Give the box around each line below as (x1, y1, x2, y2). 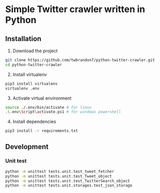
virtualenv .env (5, 86, 39, 91)
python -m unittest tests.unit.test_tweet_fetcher (5, 169, 114, 174)
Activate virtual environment (12, 95, 72, 101)
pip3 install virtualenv (5, 81, 58, 86)
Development (5, 142, 49, 151)
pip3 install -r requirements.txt (5, 128, 78, 133)
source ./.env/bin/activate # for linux (5, 105, 92, 110)
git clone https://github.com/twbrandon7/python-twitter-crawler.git (5, 58, 155, 63)
